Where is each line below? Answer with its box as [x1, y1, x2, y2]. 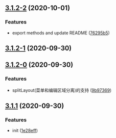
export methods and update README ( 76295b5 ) [12, 29, 110, 36]
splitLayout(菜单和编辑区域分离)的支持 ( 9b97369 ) [12, 87, 112, 93]
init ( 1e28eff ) [12, 128, 38, 134]
